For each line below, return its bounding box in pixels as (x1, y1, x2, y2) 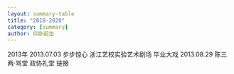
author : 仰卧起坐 (7, 30, 55, 37)
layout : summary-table (7, 10, 75, 18)
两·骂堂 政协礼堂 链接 (7, 59, 69, 68)
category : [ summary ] (7, 23, 69, 30)
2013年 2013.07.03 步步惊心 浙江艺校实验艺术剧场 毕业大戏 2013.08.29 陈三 (7, 50, 228, 58)
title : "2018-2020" (7, 17, 65, 24)
